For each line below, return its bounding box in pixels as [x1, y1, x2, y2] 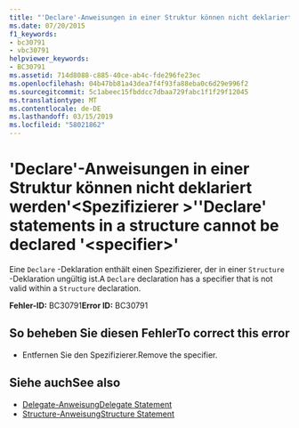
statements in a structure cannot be [9, 215, 279, 236]
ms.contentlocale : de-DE [9, 104, 101, 113]
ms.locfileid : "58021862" [9, 121, 105, 130]
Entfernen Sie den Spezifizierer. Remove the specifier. [21, 349, 218, 360]
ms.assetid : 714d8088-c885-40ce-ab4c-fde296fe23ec [9, 71, 201, 80]
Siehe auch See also [9, 376, 121, 391]
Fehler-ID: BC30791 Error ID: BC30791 [9, 300, 149, 311]
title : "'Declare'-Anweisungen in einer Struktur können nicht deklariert [9, 12, 293, 22]
